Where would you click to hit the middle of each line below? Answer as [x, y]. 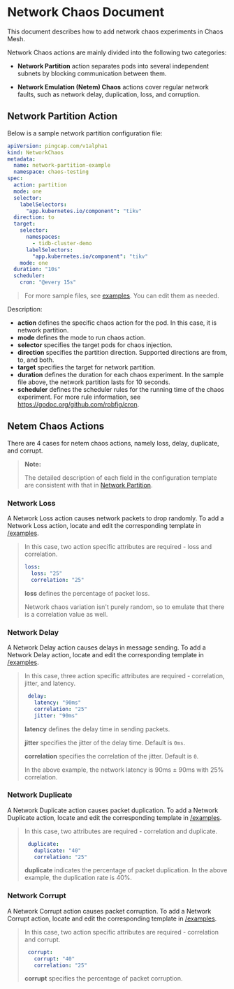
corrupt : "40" [54, 959]
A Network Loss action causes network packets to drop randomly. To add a [116, 518]
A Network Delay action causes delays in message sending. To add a [107, 647]
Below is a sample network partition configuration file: [85, 133]
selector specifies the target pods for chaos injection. [95, 345]
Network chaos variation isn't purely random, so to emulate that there [124, 607]
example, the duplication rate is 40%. [78, 878]
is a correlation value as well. [66, 614]
